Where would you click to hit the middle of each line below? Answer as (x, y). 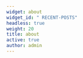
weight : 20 (20, 29)
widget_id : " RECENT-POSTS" (42, 18)
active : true (23, 40)
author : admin (24, 46)
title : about (23, 34)
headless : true (26, 23)
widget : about (24, 12)
